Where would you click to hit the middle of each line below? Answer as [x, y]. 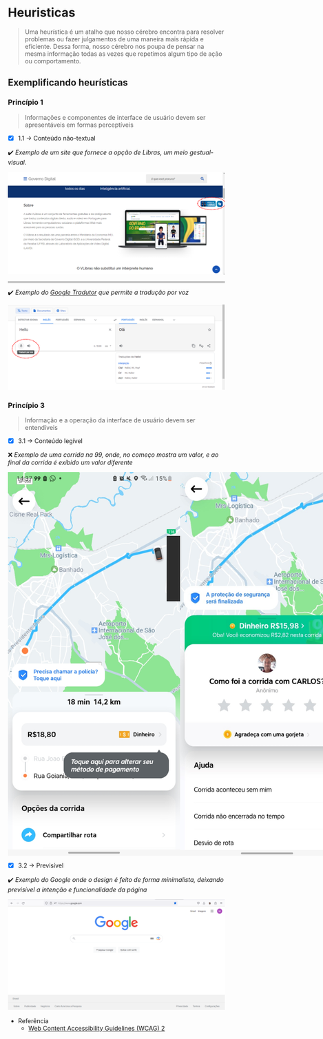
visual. [17, 162]
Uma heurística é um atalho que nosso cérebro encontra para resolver [124, 32]
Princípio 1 [25, 103]
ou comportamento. [53, 61]
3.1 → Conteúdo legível [50, 441]
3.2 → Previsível [41, 865]
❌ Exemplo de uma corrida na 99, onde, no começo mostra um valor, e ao [113, 455]
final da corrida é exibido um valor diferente [70, 462]
